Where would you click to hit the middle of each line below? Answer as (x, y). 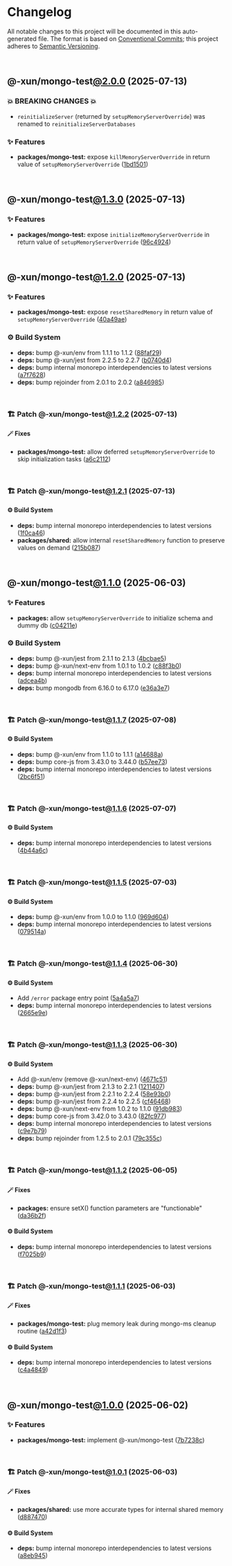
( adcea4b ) (32, 680)
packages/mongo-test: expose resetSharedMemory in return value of (115, 312)
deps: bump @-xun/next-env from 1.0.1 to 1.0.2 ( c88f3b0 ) (99, 666)
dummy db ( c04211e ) (47, 625)
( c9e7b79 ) (32, 1131)
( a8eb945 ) (33, 1556)
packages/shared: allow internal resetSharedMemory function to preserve (121, 540)
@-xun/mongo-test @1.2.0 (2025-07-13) (96, 277)
